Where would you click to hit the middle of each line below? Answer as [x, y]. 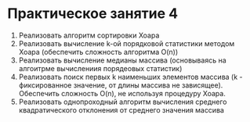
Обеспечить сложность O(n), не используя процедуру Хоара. [122, 93]
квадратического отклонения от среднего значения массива [121, 109]
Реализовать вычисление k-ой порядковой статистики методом [127, 43]
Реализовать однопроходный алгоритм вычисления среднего [123, 102]
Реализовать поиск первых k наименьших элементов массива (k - [131, 77]
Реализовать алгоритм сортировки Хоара [89, 35]
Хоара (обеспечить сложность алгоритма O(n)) [98, 52]
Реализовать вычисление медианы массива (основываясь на [122, 60]
